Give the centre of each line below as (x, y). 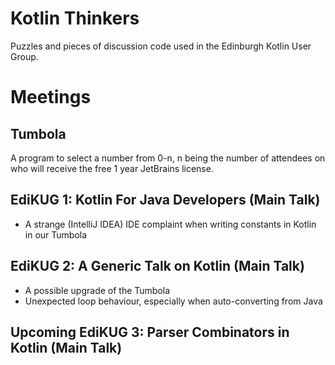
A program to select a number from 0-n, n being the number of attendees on (168, 158)
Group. (24, 56)
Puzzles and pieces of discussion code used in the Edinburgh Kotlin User (161, 46)
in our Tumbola (56, 234)
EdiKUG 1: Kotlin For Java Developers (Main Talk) (165, 200)
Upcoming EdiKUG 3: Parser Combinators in (150, 332)
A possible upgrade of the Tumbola (97, 290)
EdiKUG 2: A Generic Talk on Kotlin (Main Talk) (157, 266)
